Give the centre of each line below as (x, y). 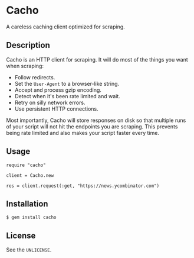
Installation (27, 204)
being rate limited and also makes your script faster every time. (83, 133)
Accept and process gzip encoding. (58, 90)
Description (28, 45)
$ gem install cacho (32, 217)
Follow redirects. (35, 77)
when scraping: (25, 66)
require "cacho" (26, 165)
